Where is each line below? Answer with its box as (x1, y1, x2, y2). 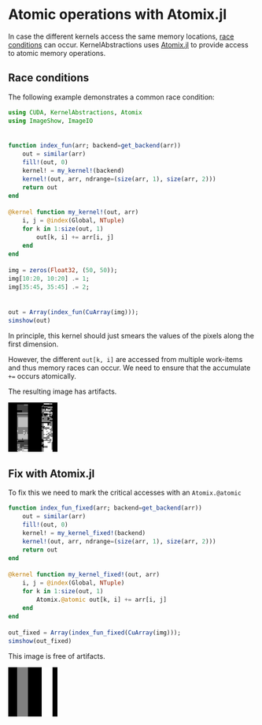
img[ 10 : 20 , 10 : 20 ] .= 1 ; (8, 275, 90, 283)
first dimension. (8, 339, 59, 349)
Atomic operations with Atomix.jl (8, 6, 227, 24)
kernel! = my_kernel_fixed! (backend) (22, 529, 146, 537)
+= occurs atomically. (8, 371, 77, 380)
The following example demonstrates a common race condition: (8, 92, 215, 102)
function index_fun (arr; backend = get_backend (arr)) (8, 142, 181, 150)
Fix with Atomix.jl (8, 467, 95, 480)
